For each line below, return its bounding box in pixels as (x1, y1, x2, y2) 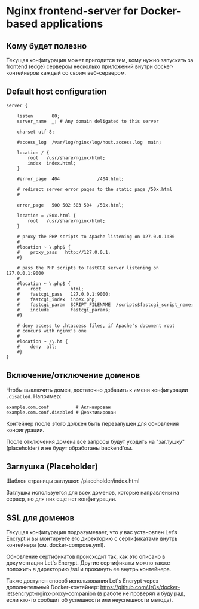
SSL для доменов (6, 513, 75, 523)
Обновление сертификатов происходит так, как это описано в (6, 553, 166, 560)
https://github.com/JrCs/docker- (100, 584, 180, 591)
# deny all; (17, 343, 58, 350)
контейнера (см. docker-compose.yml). (6, 541, 106, 549)
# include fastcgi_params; (17, 307, 111, 313)
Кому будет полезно (6, 41, 87, 51)
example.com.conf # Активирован (6, 404, 111, 410)
